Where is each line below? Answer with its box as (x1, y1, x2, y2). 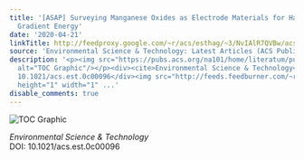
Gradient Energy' (17, 22, 83, 31)
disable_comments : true (9, 89, 100, 98)
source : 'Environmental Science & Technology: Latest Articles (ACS (9, 47, 273, 56)
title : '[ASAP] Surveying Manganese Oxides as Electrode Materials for (9, 13, 285, 23)
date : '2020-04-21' (9, 30, 83, 39)
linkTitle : (9, 38, 51, 48)
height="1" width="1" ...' (17, 80, 119, 89)
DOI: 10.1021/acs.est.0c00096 (9, 141, 120, 152)
